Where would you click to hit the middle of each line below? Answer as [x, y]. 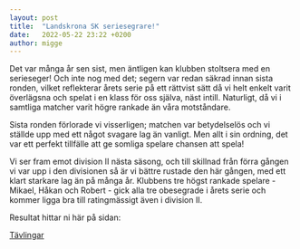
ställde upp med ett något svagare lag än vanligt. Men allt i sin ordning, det [149, 134]
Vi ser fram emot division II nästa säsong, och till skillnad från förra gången [149, 162]
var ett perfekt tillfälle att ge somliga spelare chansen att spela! [127, 144]
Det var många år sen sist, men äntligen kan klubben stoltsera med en [140, 69]
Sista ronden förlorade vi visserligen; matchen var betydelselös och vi [140, 125]
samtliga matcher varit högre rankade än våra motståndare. [120, 107]
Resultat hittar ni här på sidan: [65, 217]
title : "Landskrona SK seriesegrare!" [85, 26]
